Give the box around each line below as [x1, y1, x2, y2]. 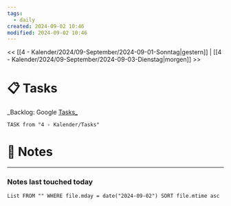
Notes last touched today [7, 177, 93, 187]
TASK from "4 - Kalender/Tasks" [7, 122, 100, 128]
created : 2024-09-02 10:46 [7, 23, 85, 30]
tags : [7, 10, 23, 17]
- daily [13, 16, 36, 23]
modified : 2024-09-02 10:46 [7, 29, 88, 36]
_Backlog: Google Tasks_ [7, 108, 78, 117]
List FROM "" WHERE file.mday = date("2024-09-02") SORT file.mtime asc [7, 193, 220, 200]
